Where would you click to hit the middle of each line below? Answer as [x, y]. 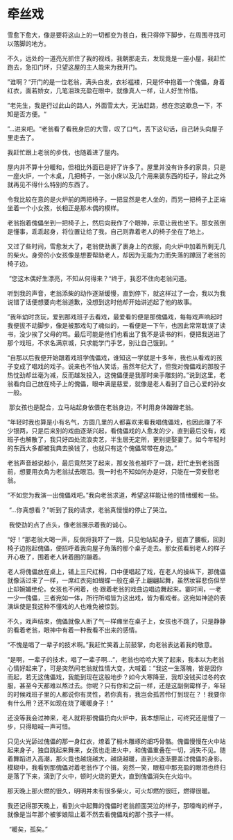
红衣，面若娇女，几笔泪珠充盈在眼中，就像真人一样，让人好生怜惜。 [104, 90]
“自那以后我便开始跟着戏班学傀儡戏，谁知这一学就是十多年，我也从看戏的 [112, 357]
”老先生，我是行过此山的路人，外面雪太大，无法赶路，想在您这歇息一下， [112, 105]
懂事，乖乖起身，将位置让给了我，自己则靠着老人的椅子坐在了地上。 [110, 231]
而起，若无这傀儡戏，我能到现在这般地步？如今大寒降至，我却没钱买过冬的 [113, 676]
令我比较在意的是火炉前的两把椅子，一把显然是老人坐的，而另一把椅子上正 [113, 199]
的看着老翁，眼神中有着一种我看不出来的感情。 [74, 630]
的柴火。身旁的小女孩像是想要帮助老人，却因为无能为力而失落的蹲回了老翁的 [116, 255]
